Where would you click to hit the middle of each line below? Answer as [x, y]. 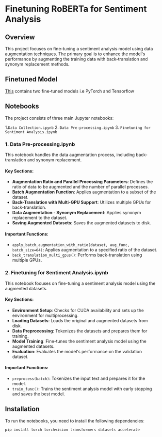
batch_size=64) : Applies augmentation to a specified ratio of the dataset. [85, 250]
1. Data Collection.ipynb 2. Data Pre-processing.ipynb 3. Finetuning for [78, 127]
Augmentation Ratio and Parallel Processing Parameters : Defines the [82, 182]
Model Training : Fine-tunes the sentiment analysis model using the [79, 341]
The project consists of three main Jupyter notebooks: [59, 118]
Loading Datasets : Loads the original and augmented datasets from [80, 320]
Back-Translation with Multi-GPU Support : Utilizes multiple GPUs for [81, 203]
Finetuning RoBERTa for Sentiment [76, 9]
